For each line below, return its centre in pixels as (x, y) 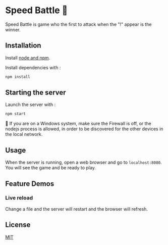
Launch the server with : (31, 105)
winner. (13, 29)
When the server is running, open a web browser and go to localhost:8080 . (84, 162)
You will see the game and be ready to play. (50, 168)
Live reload (19, 198)
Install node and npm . (28, 58)
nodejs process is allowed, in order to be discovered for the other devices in (84, 129)
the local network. (24, 134)
